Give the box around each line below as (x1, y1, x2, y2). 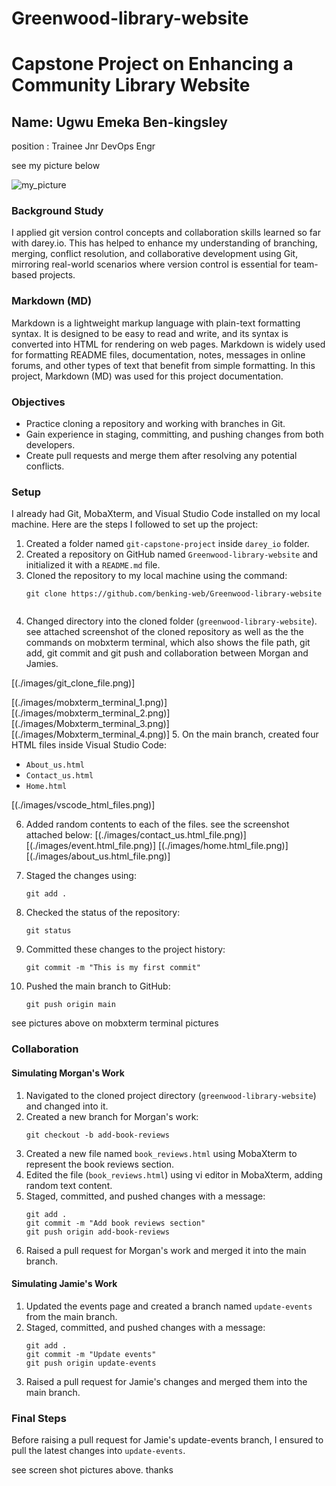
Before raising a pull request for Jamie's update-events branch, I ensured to (11, 1434, 324, 1446)
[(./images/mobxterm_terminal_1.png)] (11, 697, 168, 709)
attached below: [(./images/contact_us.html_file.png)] (25, 829, 247, 841)
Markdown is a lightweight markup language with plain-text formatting (11, 317, 301, 329)
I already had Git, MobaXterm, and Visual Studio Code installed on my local (11, 508, 321, 520)
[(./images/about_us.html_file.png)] (25, 850, 171, 862)
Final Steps (11, 1411, 67, 1425)
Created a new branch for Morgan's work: (25, 1110, 199, 1122)
